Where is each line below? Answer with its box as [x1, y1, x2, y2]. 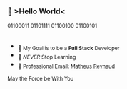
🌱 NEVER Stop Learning [17, 54, 76, 61]
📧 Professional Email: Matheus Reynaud [17, 63, 116, 70]
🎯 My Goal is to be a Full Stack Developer [17, 44, 120, 52]
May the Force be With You [7, 76, 74, 83]
